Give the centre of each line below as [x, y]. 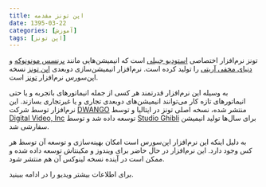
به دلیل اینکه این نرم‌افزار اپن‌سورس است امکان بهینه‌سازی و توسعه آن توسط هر [128, 142]
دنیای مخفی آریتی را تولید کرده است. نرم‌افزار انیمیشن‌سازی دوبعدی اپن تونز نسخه [131, 69]
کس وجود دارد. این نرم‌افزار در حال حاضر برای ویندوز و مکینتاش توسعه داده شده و [131, 150]
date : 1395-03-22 [38, 23]
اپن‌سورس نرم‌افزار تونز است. [54, 77]
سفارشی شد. [29, 127]
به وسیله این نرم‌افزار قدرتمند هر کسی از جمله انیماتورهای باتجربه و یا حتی [119, 93]
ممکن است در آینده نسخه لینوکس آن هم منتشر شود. [87, 159]
